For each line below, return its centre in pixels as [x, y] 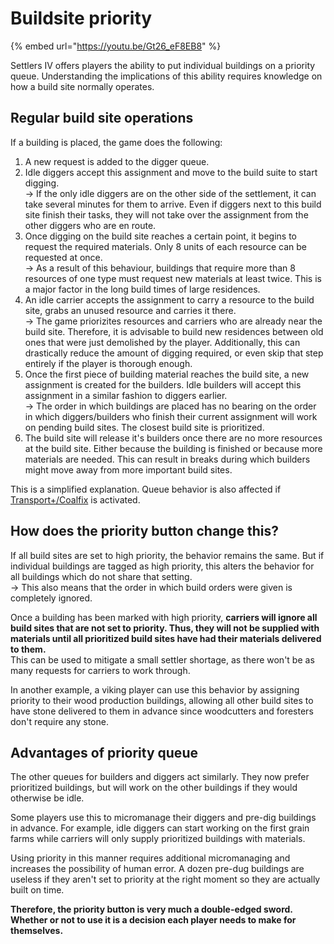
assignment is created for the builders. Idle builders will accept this [163, 384]
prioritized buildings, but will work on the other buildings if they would [154, 788]
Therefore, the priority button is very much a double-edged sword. [151, 909]
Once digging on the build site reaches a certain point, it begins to [160, 236]
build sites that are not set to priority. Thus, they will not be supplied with [165, 628]
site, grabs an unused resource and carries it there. [130, 310]
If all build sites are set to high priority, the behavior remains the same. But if [167, 555]
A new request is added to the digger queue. [117, 161]
